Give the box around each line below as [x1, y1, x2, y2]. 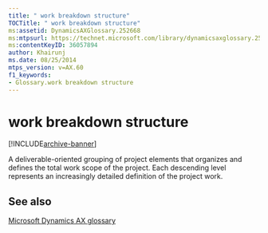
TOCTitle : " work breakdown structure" [8, 19, 141, 27]
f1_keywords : [8, 71, 52, 79]
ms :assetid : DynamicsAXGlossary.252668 [8, 26, 141, 34]
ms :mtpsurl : [8, 34, 48, 42]
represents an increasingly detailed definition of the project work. [8, 172, 223, 181]
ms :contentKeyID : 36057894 [8, 41, 98, 49]
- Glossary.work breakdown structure [8, 78, 134, 86]
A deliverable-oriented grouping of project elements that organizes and [8, 155, 242, 164]
